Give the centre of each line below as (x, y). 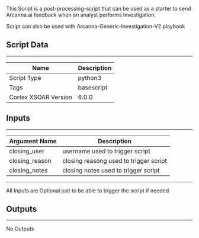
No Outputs (20, 229)
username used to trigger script (107, 151)
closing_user (27, 151)
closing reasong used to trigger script (115, 160)
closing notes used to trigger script (111, 170)
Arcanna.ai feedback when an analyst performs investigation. (81, 15)
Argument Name (33, 141)
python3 (90, 78)
